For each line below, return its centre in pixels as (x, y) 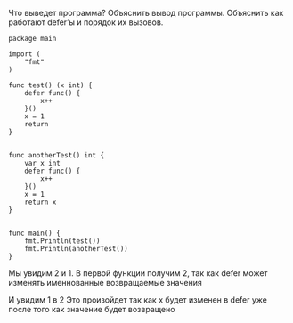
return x (41, 202)
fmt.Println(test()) (62, 241)
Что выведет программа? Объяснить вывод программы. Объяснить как (146, 13)
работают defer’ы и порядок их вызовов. (86, 22)
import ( (24, 54)
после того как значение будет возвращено (92, 309)
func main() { (35, 233)
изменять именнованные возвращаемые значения (105, 283)
